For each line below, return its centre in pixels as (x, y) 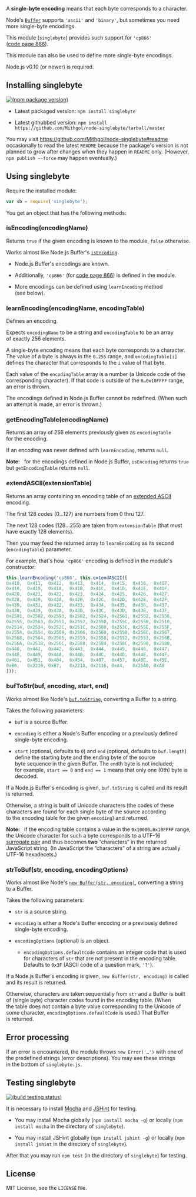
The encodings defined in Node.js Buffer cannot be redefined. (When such (97, 398)
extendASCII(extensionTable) (49, 483)
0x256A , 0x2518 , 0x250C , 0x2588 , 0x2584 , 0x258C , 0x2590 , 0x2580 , (89, 644)
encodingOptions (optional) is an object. (62, 941)
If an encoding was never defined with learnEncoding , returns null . (87, 450)
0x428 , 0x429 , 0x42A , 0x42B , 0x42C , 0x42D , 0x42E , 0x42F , (88, 600)
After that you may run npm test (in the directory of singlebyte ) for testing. (97, 1155)
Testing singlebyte (41, 1083)
